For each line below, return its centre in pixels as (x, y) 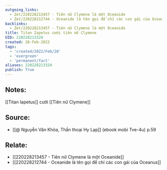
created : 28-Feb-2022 (28, 42)
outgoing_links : (22, 10)
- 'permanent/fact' (30, 61)
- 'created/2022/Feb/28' (35, 51)
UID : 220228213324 (24, 38)
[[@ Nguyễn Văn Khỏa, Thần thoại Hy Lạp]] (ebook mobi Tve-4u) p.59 (84, 129)
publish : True (20, 70)
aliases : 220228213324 (29, 65)
